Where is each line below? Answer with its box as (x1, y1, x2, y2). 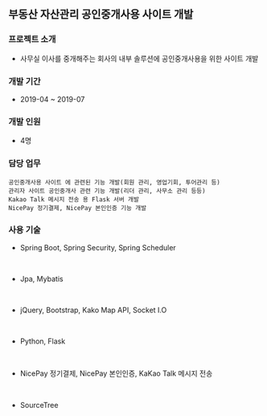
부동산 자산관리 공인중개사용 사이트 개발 (8, 7, 194, 22)
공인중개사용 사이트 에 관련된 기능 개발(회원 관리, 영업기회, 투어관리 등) (8, 178, 221, 187)
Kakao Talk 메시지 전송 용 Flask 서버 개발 (8, 196, 139, 204)
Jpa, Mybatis (19, 274, 64, 283)
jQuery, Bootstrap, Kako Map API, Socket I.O (19, 305, 167, 315)
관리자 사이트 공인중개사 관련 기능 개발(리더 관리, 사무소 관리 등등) (8, 187, 207, 195)
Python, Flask (19, 336, 66, 346)
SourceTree (19, 400, 59, 410)
